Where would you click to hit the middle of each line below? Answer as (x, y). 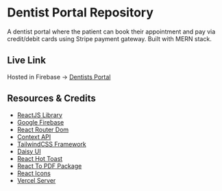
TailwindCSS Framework (52, 144)
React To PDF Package (49, 166)
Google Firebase (40, 122)
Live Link (27, 61)
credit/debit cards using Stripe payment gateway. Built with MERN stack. (110, 38)
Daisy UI (29, 151)
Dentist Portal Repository (81, 13)
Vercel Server (36, 180)
